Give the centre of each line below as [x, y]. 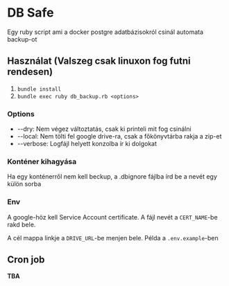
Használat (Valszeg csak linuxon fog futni [99, 61]
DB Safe [31, 13]
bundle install [39, 89]
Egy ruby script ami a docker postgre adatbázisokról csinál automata [105, 32]
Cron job [26, 260]
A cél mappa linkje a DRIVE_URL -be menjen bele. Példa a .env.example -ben [113, 238]
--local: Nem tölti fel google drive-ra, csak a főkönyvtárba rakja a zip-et [119, 136]
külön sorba [24, 184]
